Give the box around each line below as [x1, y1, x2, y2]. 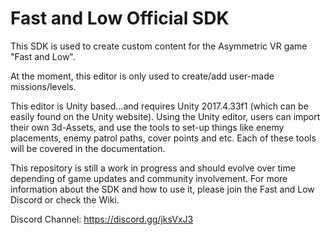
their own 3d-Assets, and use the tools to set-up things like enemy [10, 121, 285, 133]
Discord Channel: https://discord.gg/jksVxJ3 [10, 213, 194, 225]
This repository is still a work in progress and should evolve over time [10, 162, 296, 174]
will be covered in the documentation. [10, 142, 166, 154]
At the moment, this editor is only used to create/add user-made [10, 70, 275, 82]
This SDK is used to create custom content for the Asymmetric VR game [10, 40, 308, 52]
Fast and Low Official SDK [10, 7, 230, 30]
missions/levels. [10, 80, 77, 92]
